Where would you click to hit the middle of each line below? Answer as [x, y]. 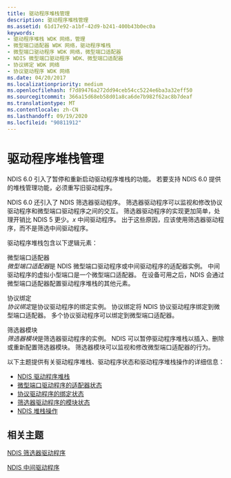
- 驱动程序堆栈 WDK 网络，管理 [46, 39]
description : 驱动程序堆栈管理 [48, 20]
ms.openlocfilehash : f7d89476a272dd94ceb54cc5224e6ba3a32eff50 [100, 90]
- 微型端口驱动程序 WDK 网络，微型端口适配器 [64, 52]
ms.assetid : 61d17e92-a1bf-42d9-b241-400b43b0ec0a [81, 26]
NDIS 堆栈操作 [38, 411]
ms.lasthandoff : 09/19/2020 [48, 116]
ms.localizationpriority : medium [55, 84]
